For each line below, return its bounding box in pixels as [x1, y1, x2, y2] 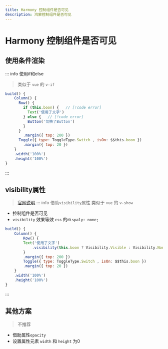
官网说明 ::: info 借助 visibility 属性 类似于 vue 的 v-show [17, 200, 133, 206]
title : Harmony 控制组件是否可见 [5, 7, 69, 12]
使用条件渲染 [5, 56, 45, 65]
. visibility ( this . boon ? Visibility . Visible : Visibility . [31, 245, 157, 250]
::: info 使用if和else [5, 70, 44, 76]
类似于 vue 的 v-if [17, 81, 55, 87]
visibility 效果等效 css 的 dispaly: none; [12, 217, 99, 223]
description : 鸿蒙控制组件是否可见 [5, 12, 71, 17]
